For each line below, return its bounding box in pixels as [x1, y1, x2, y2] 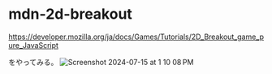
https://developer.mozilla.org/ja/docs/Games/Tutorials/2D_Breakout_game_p [8, 32, 265, 41]
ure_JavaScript [8, 40, 59, 50]
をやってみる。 [8, 57, 58, 67]
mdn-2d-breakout [8, 5, 132, 24]
